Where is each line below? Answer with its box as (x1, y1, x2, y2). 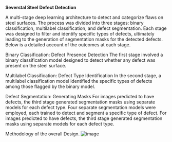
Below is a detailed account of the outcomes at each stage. (5, 42, 131, 48)
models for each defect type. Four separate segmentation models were (5, 104, 156, 110)
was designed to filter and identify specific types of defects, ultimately (5, 31, 155, 37)
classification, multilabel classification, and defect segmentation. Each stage (5, 25, 167, 31)
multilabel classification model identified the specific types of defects (5, 78, 152, 84)
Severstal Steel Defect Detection (5, 5, 77, 10)
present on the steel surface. (5, 63, 67, 68)
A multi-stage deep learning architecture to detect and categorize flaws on (5, 14, 163, 20)
